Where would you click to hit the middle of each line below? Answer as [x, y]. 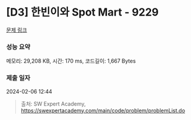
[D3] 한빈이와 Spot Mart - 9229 [83, 12]
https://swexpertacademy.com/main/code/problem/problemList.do [103, 110]
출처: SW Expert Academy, [53, 104]
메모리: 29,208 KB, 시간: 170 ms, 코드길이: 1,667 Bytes [71, 61]
